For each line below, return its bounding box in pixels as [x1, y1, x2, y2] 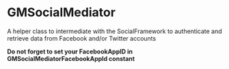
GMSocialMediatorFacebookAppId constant [7, 54, 135, 62]
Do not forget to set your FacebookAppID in [7, 47, 133, 55]
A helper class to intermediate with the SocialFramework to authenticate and [7, 27, 222, 35]
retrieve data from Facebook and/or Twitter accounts [7, 34, 157, 42]
